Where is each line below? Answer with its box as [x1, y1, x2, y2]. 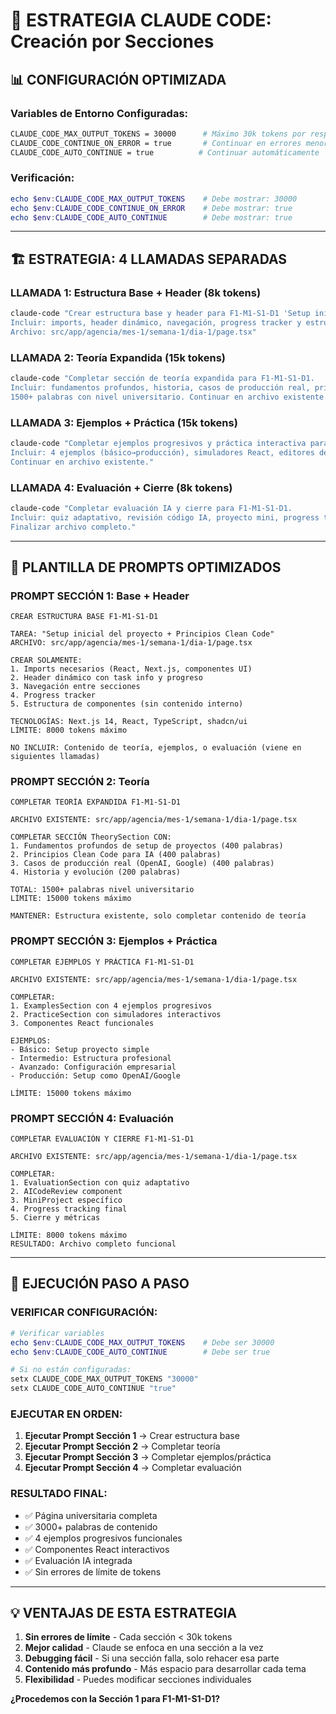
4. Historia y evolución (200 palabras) [10, 867, 182, 878]
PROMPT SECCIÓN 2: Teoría [10, 775, 150, 789]
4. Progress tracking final [10, 1204, 128, 1214]
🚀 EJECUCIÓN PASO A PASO [10, 1275, 190, 1293]
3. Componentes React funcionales [10, 1018, 155, 1028]
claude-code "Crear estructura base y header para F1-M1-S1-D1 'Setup [10, 309, 311, 319]
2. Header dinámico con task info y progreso [10, 673, 203, 683]
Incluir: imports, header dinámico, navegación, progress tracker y [10, 317, 302, 328]
